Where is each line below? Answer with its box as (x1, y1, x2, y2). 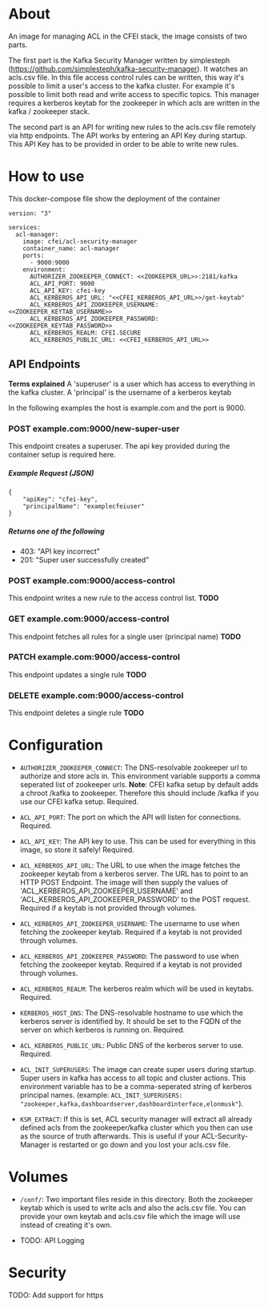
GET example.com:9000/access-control (8, 613, 170, 624)
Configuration (8, 736, 104, 754)
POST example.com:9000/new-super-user (8, 423, 180, 434)
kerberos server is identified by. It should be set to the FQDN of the (19, 1017, 242, 1026)
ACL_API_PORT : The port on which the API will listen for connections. (19, 812, 242, 823)
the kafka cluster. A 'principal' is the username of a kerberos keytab (8, 387, 232, 397)
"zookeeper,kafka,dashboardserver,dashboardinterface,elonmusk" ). (19, 1099, 244, 1108)
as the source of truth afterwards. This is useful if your (19, 1131, 200, 1141)
